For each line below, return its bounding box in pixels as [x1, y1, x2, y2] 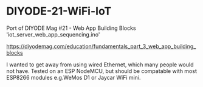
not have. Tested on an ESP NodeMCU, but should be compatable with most [6, 67, 198, 74]
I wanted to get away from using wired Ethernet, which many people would [6, 61, 194, 68]
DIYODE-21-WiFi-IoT [6, 4, 112, 18]
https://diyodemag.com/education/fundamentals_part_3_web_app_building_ [6, 43, 196, 50]
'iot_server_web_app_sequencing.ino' [6, 30, 100, 38]
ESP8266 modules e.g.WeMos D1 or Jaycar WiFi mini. [6, 74, 141, 81]
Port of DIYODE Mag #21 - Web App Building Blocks [6, 24, 136, 32]
